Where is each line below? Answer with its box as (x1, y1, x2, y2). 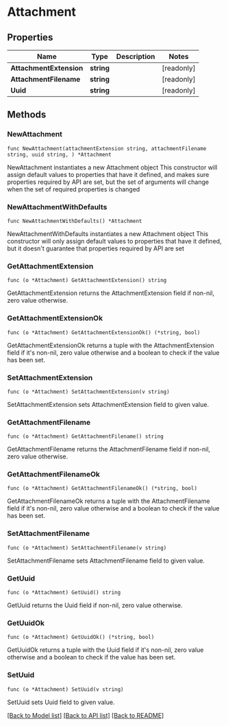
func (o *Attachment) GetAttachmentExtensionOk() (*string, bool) (7, 329, 201, 336)
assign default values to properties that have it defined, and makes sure (7, 170, 210, 178)
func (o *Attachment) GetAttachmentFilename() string (7, 433, 164, 440)
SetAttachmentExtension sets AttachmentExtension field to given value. (7, 400, 210, 408)
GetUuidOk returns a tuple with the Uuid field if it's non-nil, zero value (7, 646, 204, 654)
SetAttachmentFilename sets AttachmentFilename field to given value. (7, 557, 205, 565)
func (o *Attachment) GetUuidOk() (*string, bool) (7, 634, 155, 641)
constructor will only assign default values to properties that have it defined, (7, 237, 222, 245)
